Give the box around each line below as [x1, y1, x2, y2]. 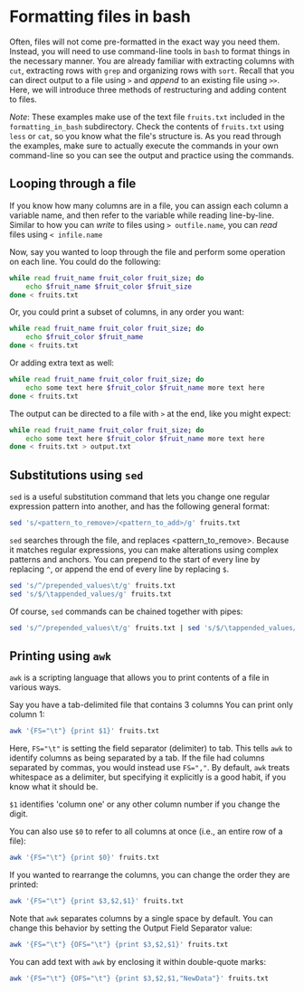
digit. [9, 808, 29, 819]
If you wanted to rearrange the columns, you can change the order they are [9, 870, 290, 881]
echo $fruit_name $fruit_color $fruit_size [25, 282, 193, 291]
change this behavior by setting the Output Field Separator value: [9, 922, 253, 933]
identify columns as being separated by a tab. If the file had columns [9, 752, 265, 763]
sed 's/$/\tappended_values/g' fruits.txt [9, 590, 172, 599]
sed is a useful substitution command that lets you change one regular [9, 491, 271, 503]
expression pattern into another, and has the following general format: [9, 501, 270, 512]
